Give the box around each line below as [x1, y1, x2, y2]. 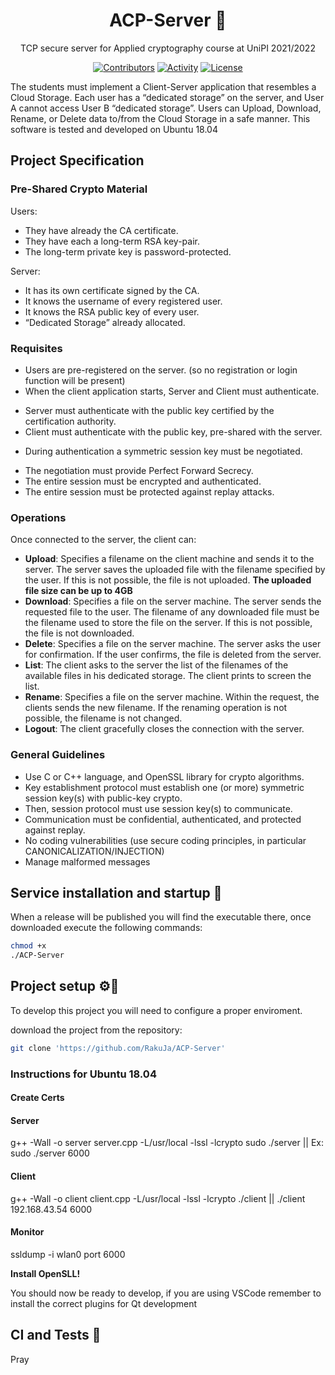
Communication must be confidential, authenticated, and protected [24, 813, 302, 825]
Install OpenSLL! [10, 1267, 81, 1279]
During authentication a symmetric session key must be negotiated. [24, 445, 303, 457]
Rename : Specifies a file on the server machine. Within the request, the [24, 691, 320, 703]
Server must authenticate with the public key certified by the [24, 404, 275, 416]
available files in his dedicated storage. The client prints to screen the [24, 670, 312, 682]
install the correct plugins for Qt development [10, 1297, 198, 1309]
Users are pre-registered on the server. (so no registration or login [24, 364, 298, 376]
